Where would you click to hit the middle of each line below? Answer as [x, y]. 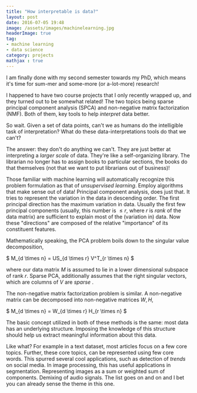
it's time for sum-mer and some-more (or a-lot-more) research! [83, 83]
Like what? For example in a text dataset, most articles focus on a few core [96, 346]
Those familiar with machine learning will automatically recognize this [90, 179]
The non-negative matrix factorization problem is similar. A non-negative [94, 293]
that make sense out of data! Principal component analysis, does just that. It [98, 192]
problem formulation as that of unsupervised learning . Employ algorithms [95, 185]
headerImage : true [29, 33]
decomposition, [25, 247]
